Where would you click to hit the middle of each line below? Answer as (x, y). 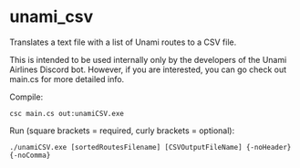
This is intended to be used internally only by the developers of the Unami (148, 59)
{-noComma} (30, 155)
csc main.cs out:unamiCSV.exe (67, 113)
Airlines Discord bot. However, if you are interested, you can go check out (148, 69)
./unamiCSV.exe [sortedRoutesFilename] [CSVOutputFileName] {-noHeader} (150, 147)
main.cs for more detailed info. (67, 79)
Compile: (26, 97)
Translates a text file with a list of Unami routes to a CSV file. (123, 42)
